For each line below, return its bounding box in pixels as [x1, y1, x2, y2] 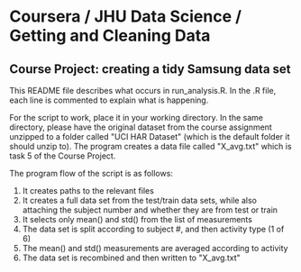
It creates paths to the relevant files [22, 186, 155, 195]
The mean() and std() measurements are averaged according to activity [22, 243, 288, 253]
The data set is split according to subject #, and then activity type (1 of [22, 223, 285, 234]
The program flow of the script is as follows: [9, 168, 174, 178]
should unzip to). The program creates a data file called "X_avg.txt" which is [9, 141, 292, 151]
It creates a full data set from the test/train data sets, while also [22, 195, 257, 205]
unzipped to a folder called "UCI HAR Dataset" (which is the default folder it [9, 131, 290, 141]
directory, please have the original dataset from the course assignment [9, 122, 272, 132]
